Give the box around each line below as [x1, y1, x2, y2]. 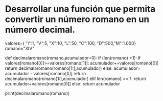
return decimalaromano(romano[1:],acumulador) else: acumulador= [5, 65, 141, 71]
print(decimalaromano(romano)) [5, 90, 70, 96]
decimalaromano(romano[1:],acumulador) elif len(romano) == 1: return [5, 76, 146, 81]
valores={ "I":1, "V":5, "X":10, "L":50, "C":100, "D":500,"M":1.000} [5, 40, 136, 46]
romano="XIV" [5, 45, 35, 51]
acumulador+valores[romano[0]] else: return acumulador [5, 81, 120, 86]
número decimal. [5, 24, 75, 35]
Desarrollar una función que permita [5, 3, 156, 15]
